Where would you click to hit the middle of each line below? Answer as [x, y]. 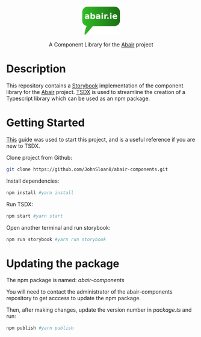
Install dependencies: [33, 181]
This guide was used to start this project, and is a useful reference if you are [101, 139]
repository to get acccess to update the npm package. [74, 298]
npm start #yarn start [35, 216]
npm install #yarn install [40, 193]
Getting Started [46, 123]
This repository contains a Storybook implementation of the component [95, 86]
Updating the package [63, 263]
